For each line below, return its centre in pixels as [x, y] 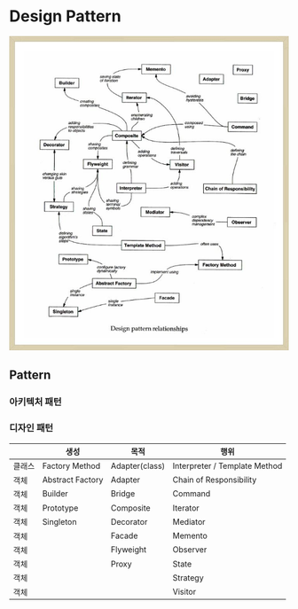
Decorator [129, 521]
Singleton [59, 521]
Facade [124, 536]
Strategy [188, 577]
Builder [55, 494]
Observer [190, 550]
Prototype [60, 508]
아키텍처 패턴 [35, 402]
